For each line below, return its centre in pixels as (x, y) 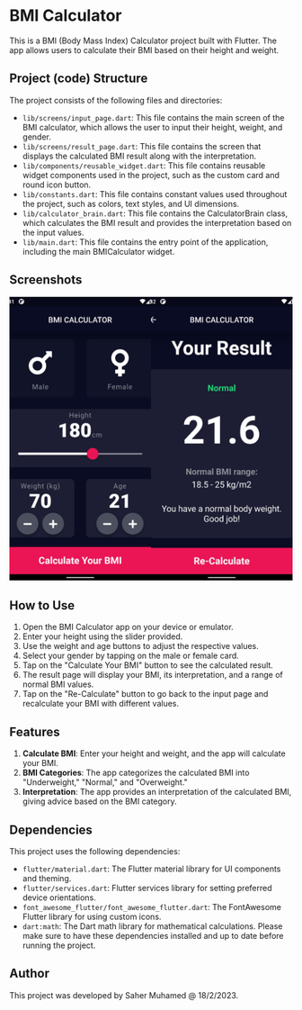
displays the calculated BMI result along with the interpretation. (139, 156)
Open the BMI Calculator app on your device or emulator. (128, 627)
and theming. (47, 878)
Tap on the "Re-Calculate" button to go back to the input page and (145, 694)
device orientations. (59, 897)
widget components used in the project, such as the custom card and (151, 175)
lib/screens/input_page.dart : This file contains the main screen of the (153, 117)
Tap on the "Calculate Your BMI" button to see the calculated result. (148, 665)
